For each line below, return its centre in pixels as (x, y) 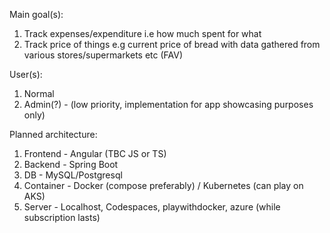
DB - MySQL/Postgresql (73, 175)
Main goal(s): (36, 14)
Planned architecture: (53, 134)
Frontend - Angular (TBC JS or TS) (95, 153)
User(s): (26, 74)
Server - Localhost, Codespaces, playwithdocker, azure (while (152, 207)
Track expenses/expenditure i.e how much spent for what (142, 33)
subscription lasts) (62, 217)
